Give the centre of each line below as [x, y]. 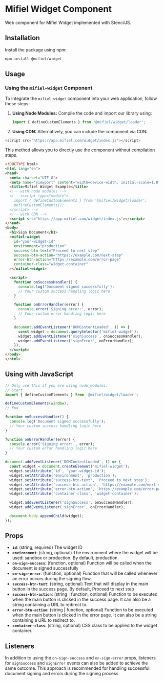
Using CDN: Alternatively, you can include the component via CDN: [80, 132]
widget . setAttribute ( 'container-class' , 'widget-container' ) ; [74, 494]
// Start [14, 390]
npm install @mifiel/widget [34, 59]
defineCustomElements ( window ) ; [37, 403]
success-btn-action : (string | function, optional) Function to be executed [85, 594]
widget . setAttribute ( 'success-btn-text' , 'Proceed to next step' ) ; [80, 480]
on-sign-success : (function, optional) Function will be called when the [82, 563]
